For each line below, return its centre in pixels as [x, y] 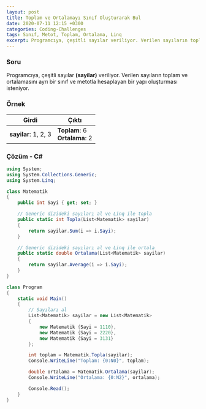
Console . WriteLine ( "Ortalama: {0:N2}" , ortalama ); [94, 378]
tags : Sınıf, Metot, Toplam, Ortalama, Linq [64, 35]
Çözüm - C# [25, 156]
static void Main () [42, 298]
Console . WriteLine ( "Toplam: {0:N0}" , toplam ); [89, 361]
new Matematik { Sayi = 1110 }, [78, 327]
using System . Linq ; [31, 180]
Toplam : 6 [72, 130]
